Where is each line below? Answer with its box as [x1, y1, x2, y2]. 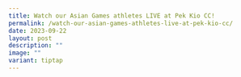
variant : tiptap [8, 57, 63, 65]
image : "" [8, 49, 42, 57]
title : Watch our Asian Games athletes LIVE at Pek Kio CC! [8, 11, 216, 20]
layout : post [8, 34, 53, 43]
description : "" [8, 42, 63, 50]
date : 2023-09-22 [8, 26, 67, 34]
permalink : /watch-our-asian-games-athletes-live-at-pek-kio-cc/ [8, 19, 233, 27]
